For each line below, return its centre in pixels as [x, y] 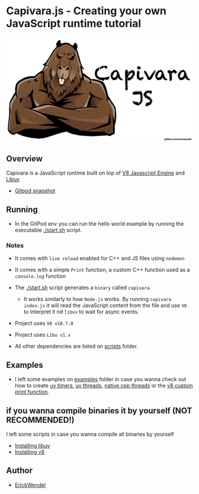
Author [19, 471]
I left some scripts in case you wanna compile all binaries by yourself [90, 434]
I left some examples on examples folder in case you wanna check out [100, 379]
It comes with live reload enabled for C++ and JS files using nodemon [99, 258]
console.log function [40, 276]
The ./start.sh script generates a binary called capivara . [83, 288]
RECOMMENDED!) [41, 420]
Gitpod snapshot [35, 191]
